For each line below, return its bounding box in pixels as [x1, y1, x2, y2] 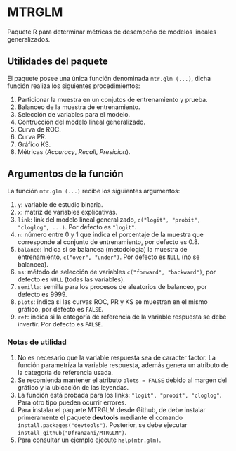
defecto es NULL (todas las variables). [17, 275, 125, 284]
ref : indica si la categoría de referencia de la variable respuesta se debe [17, 312, 227, 321]
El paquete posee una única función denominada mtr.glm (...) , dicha [7, 74, 211, 82]
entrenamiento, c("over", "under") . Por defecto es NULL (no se [17, 253, 200, 261]
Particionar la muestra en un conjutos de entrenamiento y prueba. [17, 95, 209, 103]
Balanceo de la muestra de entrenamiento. [17, 103, 140, 111]
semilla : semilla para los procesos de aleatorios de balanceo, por [17, 282, 207, 291]
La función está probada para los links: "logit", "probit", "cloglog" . [17, 390, 222, 399]
